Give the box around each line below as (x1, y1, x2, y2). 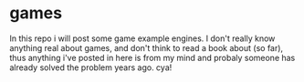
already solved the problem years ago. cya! (9, 62, 173, 73)
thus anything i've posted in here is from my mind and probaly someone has (9, 52, 296, 63)
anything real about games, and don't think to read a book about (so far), (9, 42, 284, 53)
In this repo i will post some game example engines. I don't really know (9, 33, 276, 44)
